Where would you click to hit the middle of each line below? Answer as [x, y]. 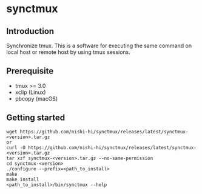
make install [23, 179]
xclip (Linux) [31, 92]
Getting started [36, 118]
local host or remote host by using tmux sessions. [68, 52]
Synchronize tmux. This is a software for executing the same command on [99, 45]
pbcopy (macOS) [36, 98]
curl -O [16, 147]
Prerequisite [30, 71]
